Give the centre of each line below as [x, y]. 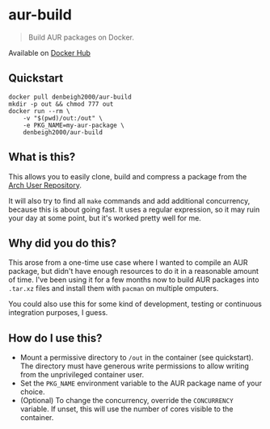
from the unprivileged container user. [82, 375]
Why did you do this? [63, 243]
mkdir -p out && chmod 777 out [61, 104]
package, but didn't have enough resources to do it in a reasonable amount [133, 271]
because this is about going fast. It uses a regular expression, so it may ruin [134, 209]
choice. [33, 392]
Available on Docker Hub [50, 53]
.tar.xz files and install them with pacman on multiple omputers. [114, 288]
